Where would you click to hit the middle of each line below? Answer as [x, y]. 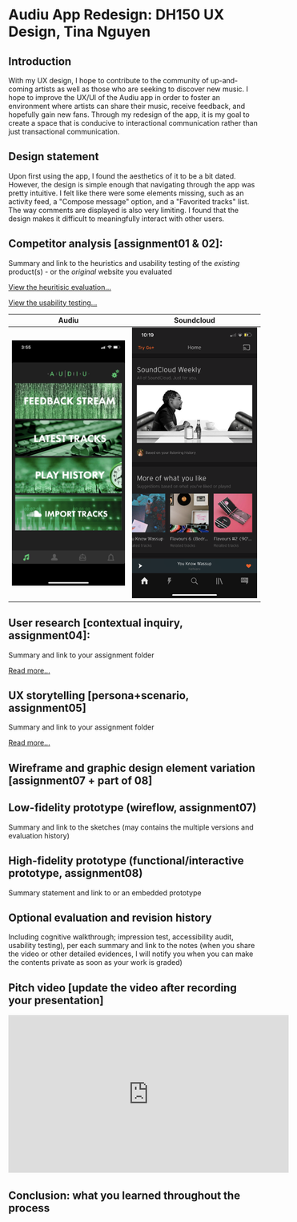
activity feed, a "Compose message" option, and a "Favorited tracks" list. [129, 201]
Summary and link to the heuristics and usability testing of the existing [124, 263]
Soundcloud [195, 320]
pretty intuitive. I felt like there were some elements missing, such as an [126, 193]
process [29, 1208]
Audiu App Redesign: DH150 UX [116, 15]
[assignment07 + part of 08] [80, 780]
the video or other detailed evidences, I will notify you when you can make [131, 954]
